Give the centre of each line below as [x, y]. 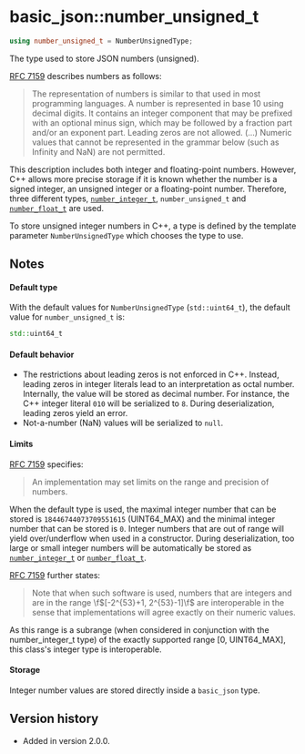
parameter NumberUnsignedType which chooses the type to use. [127, 235]
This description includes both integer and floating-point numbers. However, [153, 169]
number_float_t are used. [57, 208]
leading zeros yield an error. [75, 413]
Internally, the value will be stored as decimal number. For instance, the [156, 394]
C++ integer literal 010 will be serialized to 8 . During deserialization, [148, 403]
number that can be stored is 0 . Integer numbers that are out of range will [147, 528]
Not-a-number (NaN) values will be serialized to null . [123, 423]
